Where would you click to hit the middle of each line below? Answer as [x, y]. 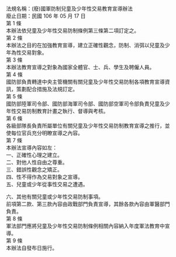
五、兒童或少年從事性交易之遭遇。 [47, 184]
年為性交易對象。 [27, 52]
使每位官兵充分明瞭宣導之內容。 [44, 133]
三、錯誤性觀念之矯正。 [34, 169]
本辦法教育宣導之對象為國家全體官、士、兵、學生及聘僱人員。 [80, 67]
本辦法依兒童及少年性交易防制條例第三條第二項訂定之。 [73, 30]
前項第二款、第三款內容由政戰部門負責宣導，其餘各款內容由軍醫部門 [88, 204]
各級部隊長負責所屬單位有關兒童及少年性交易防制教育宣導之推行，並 [88, 126]
